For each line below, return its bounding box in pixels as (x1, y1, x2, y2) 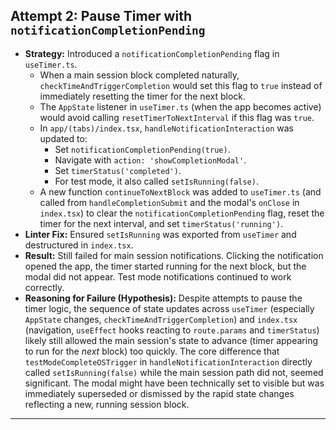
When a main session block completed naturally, (39, 69, 240, 81)
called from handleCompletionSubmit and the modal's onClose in (39, 196, 300, 208)
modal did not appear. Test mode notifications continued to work (24, 270, 292, 283)
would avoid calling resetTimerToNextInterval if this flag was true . (39, 111, 315, 123)
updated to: (39, 132, 88, 144)
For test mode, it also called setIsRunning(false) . (54, 175, 259, 187)
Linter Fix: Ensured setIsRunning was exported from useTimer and (24, 228, 297, 240)
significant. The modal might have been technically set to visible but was (24, 377, 325, 389)
